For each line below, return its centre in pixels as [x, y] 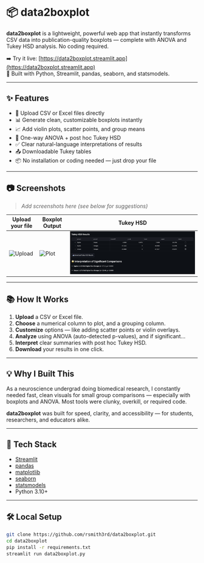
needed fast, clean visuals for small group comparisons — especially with [98, 395]
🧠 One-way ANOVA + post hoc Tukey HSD [68, 137]
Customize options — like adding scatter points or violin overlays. [97, 330]
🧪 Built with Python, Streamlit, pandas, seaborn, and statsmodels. [88, 73]
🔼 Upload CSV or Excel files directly [60, 113]
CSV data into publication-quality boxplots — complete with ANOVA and [97, 39]
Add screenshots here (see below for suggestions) [84, 206]
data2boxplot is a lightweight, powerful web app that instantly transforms [99, 33]
